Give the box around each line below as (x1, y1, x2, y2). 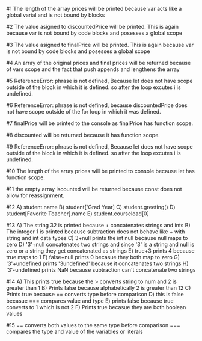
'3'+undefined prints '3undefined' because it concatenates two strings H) (6, 260, 189, 267)
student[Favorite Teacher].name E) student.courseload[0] (6, 210, 149, 217)
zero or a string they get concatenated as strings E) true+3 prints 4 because (6, 247, 195, 254)
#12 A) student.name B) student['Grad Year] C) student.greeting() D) (6, 204, 176, 210)
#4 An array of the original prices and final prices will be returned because (6, 60, 191, 66)
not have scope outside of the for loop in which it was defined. (6, 108, 161, 115)
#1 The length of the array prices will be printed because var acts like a (6, 5, 182, 12)
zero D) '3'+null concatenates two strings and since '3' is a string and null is (6, 241, 194, 248)
